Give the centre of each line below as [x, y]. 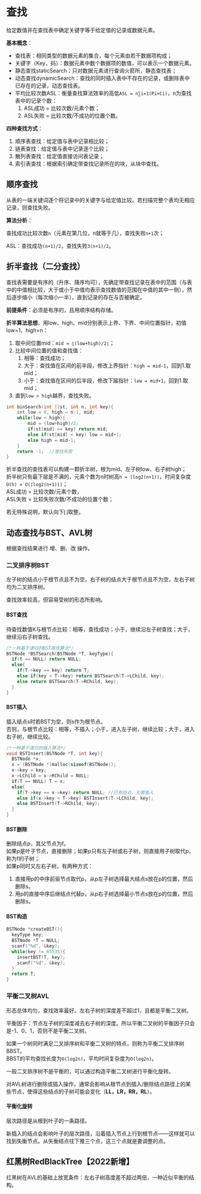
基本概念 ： [19, 43]
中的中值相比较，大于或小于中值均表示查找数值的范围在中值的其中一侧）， [97, 289]
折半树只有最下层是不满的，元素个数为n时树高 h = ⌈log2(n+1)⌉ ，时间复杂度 [99, 477]
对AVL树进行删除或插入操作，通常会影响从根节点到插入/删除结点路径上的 [96, 1084]
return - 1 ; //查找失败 [45, 451]
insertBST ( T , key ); [41, 957]
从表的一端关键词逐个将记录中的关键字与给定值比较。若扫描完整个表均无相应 [100, 200]
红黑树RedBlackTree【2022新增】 [70, 1162]
